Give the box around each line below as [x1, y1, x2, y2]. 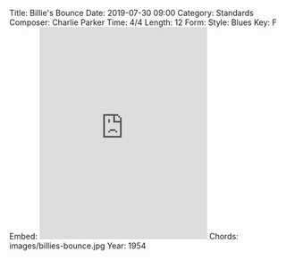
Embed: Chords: [9, 231, 239, 241]
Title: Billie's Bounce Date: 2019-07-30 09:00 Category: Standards [9, 8, 255, 18]
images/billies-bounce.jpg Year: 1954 [9, 240, 147, 251]
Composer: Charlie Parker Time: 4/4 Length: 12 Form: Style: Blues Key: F [9, 17, 277, 28]
